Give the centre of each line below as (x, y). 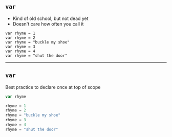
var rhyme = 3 (20, 47)
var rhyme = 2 (20, 38)
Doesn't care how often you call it (48, 24)
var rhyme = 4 (20, 51)
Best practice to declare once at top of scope (53, 87)
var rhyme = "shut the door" (36, 55)
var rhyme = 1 (20, 33)
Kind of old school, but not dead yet (50, 18)
